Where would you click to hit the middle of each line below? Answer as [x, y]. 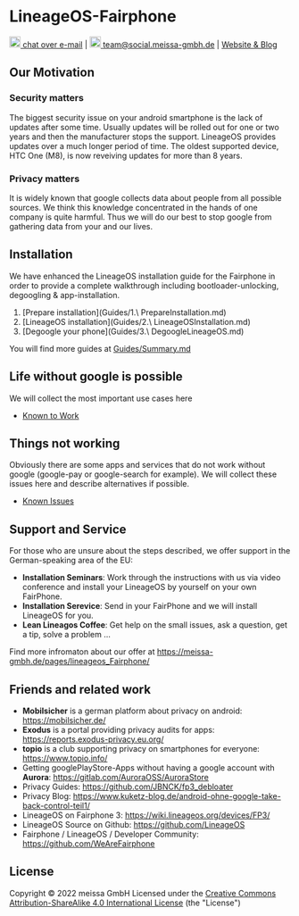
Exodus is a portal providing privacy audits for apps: [118, 729]
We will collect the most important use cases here [101, 398]
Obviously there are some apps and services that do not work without [137, 465]
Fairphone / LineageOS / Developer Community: [110, 834]
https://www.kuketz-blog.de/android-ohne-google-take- [177, 795]
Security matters [47, 98]
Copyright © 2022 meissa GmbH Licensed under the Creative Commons [143, 893]
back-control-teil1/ [56, 805]
